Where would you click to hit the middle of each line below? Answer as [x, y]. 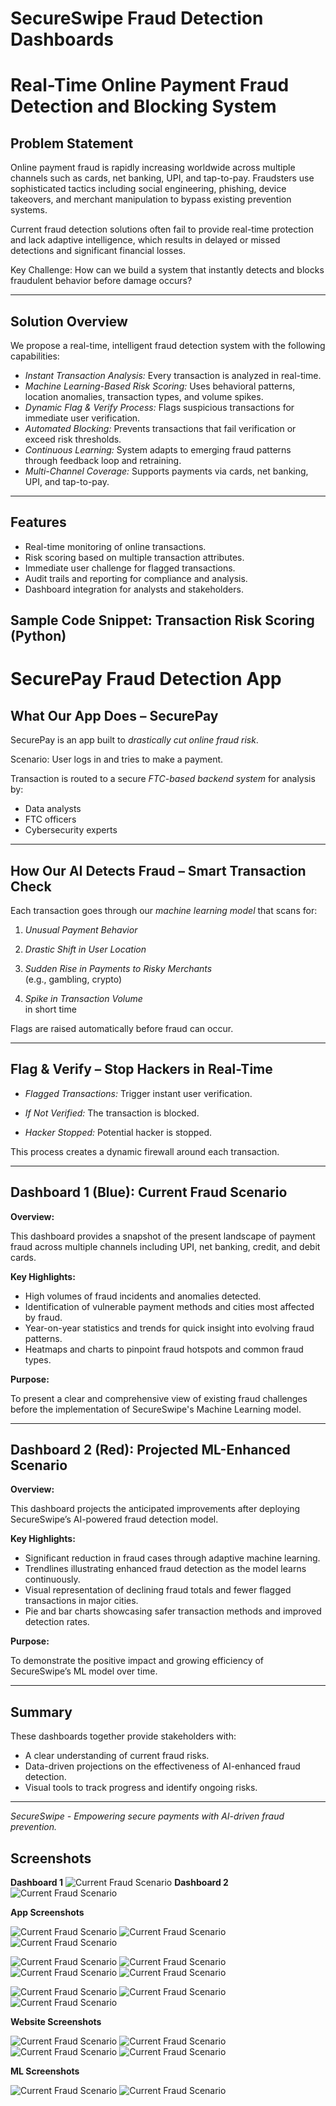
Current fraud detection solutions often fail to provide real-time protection [162, 229]
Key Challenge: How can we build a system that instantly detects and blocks [167, 270]
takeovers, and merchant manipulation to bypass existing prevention [151, 199]
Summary [41, 1712]
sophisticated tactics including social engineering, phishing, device [148, 189]
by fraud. [43, 1317]
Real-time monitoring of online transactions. [115, 546]
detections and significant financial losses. [98, 251]
